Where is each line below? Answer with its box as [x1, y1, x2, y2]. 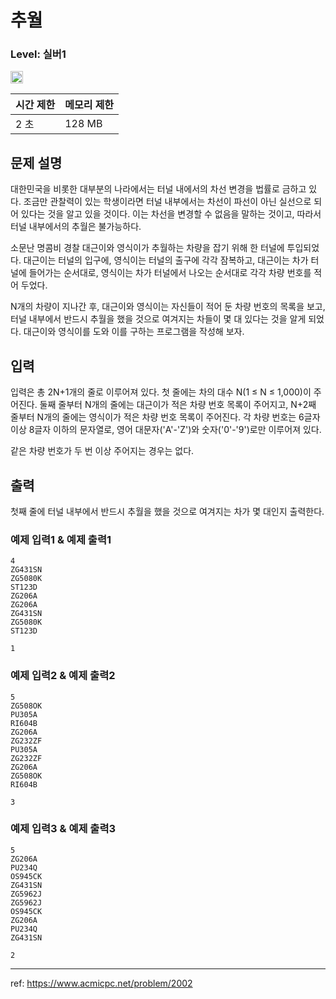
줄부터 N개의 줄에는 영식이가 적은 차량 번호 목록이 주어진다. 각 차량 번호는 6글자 [10, 411, 321, 423]
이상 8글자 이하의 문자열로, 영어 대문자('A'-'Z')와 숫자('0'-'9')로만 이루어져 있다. [10, 424, 322, 436]
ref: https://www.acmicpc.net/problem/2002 [10, 977, 193, 989]
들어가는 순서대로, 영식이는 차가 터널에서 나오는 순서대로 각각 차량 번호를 [28, 267, 312, 279]
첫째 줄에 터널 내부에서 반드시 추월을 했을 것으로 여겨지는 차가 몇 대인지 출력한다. [10, 505, 325, 517]
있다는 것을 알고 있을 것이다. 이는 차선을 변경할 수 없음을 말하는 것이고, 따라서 [20, 208, 322, 220]
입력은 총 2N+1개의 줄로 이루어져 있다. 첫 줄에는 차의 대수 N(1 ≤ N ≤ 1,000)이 [10, 386, 312, 398]
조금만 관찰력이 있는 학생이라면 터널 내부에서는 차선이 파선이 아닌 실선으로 [23, 196, 312, 208]
